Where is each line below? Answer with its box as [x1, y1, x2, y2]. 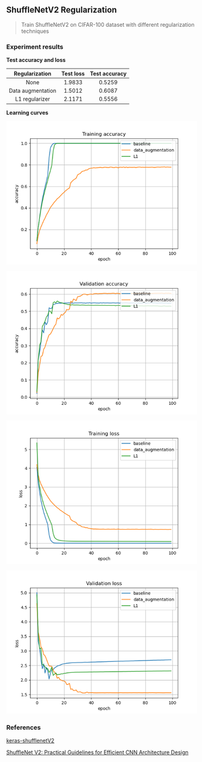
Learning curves [6, 109, 48, 116]
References [6, 723, 41, 732]
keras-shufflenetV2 [6, 737, 54, 744]
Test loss [61, 70, 85, 77]
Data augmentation [8, 87, 56, 95]
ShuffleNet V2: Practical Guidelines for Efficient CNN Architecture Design [6, 749, 189, 756]
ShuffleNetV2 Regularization [6, 5, 117, 15]
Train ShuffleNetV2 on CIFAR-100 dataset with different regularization [21, 21, 195, 28]
